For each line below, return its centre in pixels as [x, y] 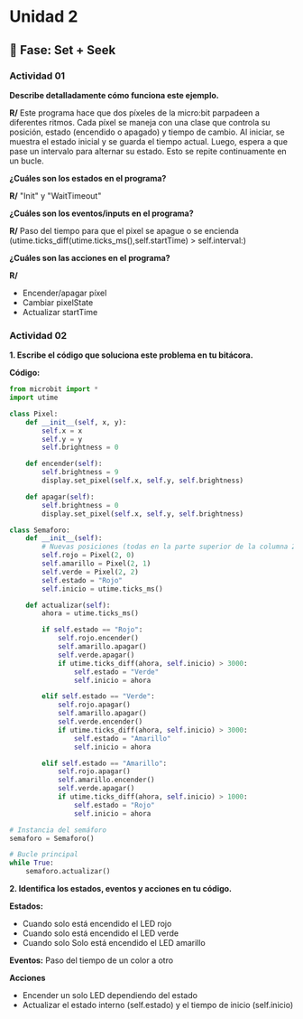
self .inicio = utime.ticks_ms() [103, 589]
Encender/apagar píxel [64, 293]
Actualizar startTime [60, 312]
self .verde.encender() [100, 722]
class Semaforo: [40, 530]
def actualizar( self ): [68, 605]
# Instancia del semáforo [58, 830]
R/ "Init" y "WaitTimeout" [55, 195]
